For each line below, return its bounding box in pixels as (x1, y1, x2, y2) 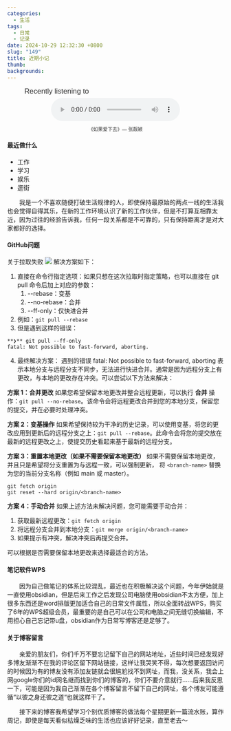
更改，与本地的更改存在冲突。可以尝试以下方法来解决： (16, 373, 174, 382)
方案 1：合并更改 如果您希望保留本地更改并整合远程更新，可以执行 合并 (7, 388, 208, 396)
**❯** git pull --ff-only (7, 337, 81, 344)
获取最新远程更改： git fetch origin (16, 516, 122, 525)
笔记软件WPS (7, 565, 46, 573)
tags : (7, 23, 23, 30)
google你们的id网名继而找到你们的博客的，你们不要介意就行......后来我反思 (12, 676, 223, 684)
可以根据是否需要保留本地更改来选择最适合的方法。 (7, 548, 152, 556)
